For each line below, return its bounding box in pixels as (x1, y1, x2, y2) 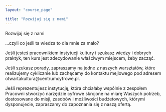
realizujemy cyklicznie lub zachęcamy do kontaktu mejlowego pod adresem (5, 70, 161, 76)
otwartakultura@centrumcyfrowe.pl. (5, 75, 80, 81)
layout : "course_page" (5, 7, 53, 13)
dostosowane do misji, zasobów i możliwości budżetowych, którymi (5, 96, 145, 102)
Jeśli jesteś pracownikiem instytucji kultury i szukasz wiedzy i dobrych (5, 50, 151, 56)
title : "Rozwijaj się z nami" (5, 16, 69, 22)
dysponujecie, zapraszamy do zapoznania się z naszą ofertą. (5, 101, 132, 107)
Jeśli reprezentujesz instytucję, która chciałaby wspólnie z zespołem (5, 85, 147, 91)
